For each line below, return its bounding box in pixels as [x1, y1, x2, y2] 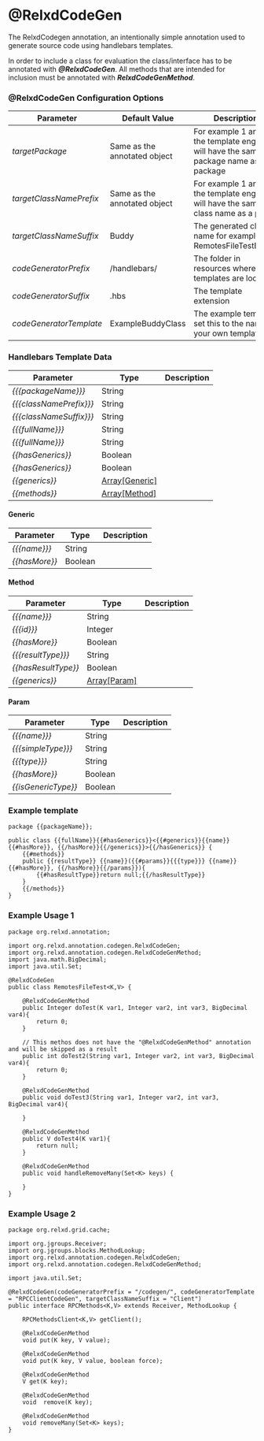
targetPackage [12, 146, 68, 157]
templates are [193, 273, 244, 284]
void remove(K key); [22, 1398, 93, 1406]
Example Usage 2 [8, 1208, 76, 1219]
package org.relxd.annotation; [8, 928, 111, 936]
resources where [193, 263, 257, 274]
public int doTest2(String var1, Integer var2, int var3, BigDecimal [22, 1052, 255, 1060]
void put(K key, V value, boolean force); [22, 1357, 163, 1365]
